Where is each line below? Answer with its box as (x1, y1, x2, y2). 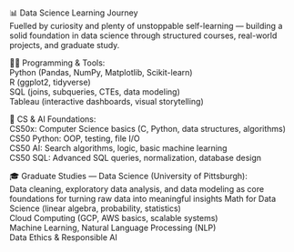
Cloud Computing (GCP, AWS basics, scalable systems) (9, 213, 218, 223)
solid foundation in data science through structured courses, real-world (9, 30, 278, 41)
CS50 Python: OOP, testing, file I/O (9, 133, 140, 144)
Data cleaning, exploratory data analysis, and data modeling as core (9, 184, 265, 194)
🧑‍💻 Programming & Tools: (9, 57, 106, 68)
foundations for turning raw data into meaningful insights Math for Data (9, 194, 277, 204)
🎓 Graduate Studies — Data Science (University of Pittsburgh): (9, 171, 248, 181)
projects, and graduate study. (9, 40, 120, 50)
